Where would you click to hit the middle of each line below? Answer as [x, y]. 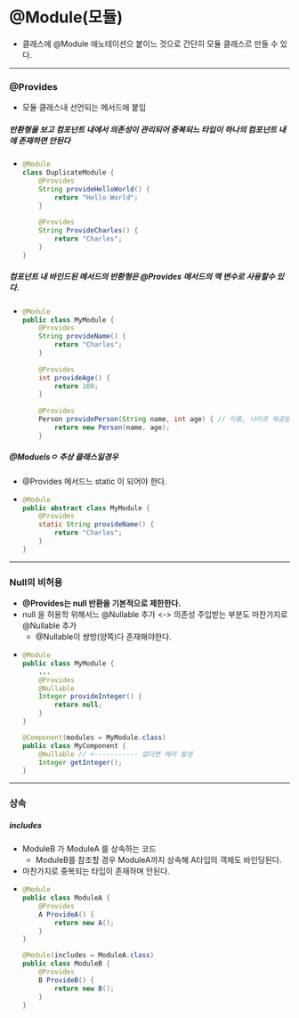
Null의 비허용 [36, 582]
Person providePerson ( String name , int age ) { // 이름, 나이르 [154, 419]
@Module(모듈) [66, 17]
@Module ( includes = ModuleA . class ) [88, 956]
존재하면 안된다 [44, 140]
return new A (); [85, 923]
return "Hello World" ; [97, 197]
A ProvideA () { [67, 914]
